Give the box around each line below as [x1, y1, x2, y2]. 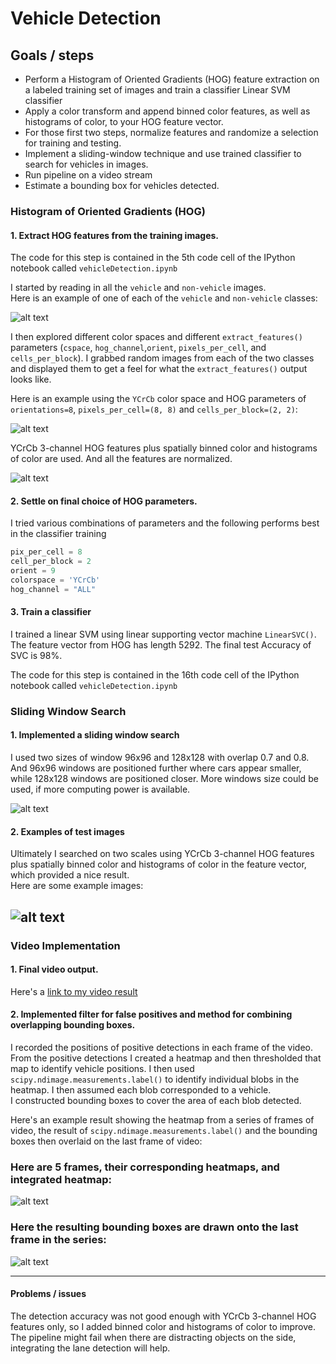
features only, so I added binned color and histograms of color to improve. [10, 1320, 317, 1332]
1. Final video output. [10, 963, 99, 976]
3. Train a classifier [10, 606, 92, 618]
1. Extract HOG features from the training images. [10, 229, 219, 241]
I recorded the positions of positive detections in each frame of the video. [10, 1041, 314, 1053]
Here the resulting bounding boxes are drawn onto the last [10, 1220, 299, 1234]
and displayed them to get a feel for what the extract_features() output [10, 363, 308, 375]
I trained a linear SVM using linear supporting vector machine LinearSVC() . [10, 628, 317, 640]
